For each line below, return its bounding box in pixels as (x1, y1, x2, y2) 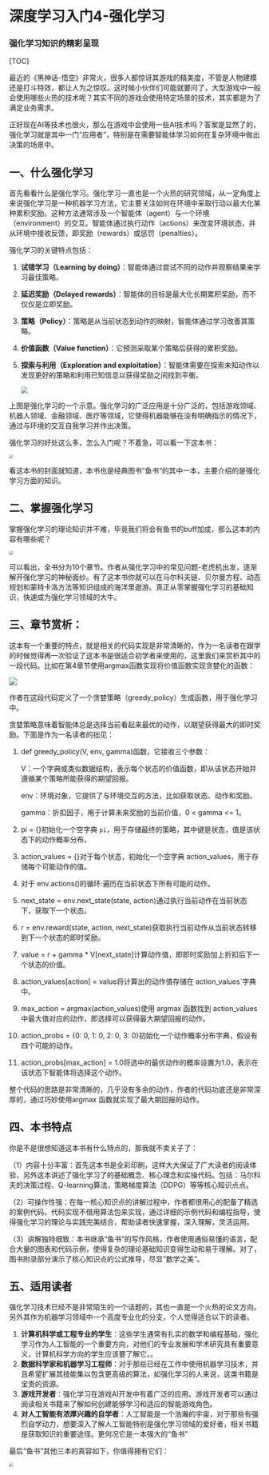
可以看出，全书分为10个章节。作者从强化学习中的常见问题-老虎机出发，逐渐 (9, 562, 258, 572)
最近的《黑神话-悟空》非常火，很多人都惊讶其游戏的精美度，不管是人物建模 (9, 73, 258, 82)
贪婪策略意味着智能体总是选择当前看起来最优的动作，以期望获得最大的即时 (9, 719, 254, 729)
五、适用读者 (9, 1279, 73, 1293)
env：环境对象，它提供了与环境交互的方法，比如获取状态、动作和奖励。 (20, 790, 257, 800)
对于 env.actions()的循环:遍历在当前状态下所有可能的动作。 (20, 878, 215, 888)
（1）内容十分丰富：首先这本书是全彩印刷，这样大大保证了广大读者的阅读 (9, 1160, 250, 1169)
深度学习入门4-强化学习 (9, 7, 166, 26)
